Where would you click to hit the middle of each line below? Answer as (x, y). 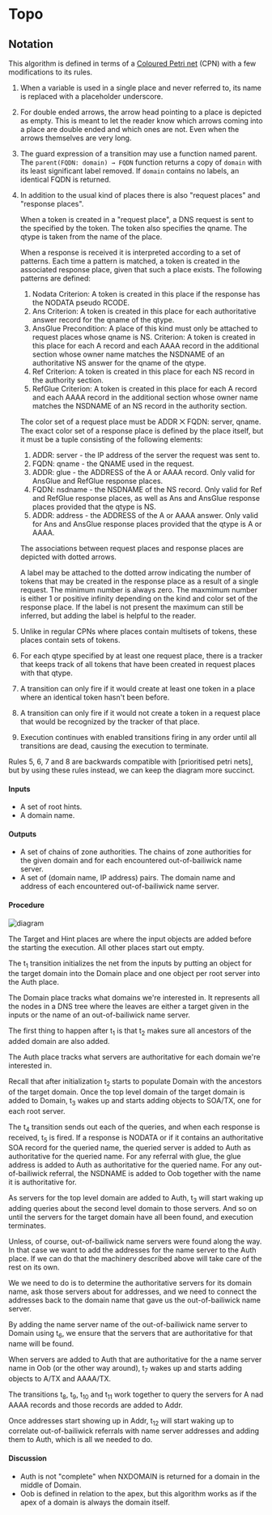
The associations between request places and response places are (132, 548)
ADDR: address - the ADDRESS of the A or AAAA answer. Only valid (145, 515)
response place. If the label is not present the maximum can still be (132, 607)
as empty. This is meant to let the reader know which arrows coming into (141, 121)
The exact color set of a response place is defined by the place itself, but (142, 431)
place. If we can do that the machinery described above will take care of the (135, 1259)
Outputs (23, 834)
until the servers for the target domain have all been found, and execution (131, 1218)
